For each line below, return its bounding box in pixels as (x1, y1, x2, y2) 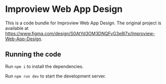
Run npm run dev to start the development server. (5, 73, 106, 79)
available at (5, 25, 29, 31)
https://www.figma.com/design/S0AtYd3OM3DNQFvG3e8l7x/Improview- (5, 30, 156, 36)
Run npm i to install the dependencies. (5, 63, 84, 69)
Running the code (5, 50, 61, 59)
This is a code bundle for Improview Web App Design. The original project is (5, 20, 162, 26)
